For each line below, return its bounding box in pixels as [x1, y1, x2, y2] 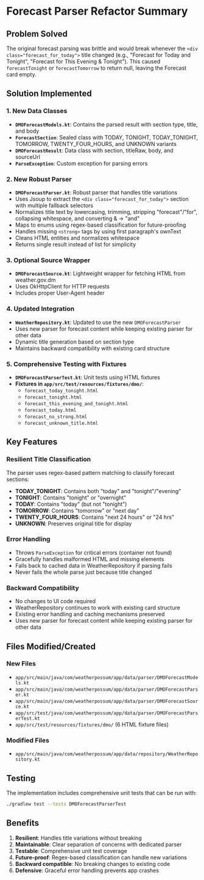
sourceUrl [15, 153, 41, 160]
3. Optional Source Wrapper [6, 255, 91, 264]
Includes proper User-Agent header [15, 289, 105, 297]
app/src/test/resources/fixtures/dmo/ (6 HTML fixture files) [15, 721, 169, 728]
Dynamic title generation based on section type [15, 338, 135, 345]
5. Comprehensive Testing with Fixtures [6, 359, 127, 368]
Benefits [6, 818, 40, 829]
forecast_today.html [24, 407, 77, 413]
